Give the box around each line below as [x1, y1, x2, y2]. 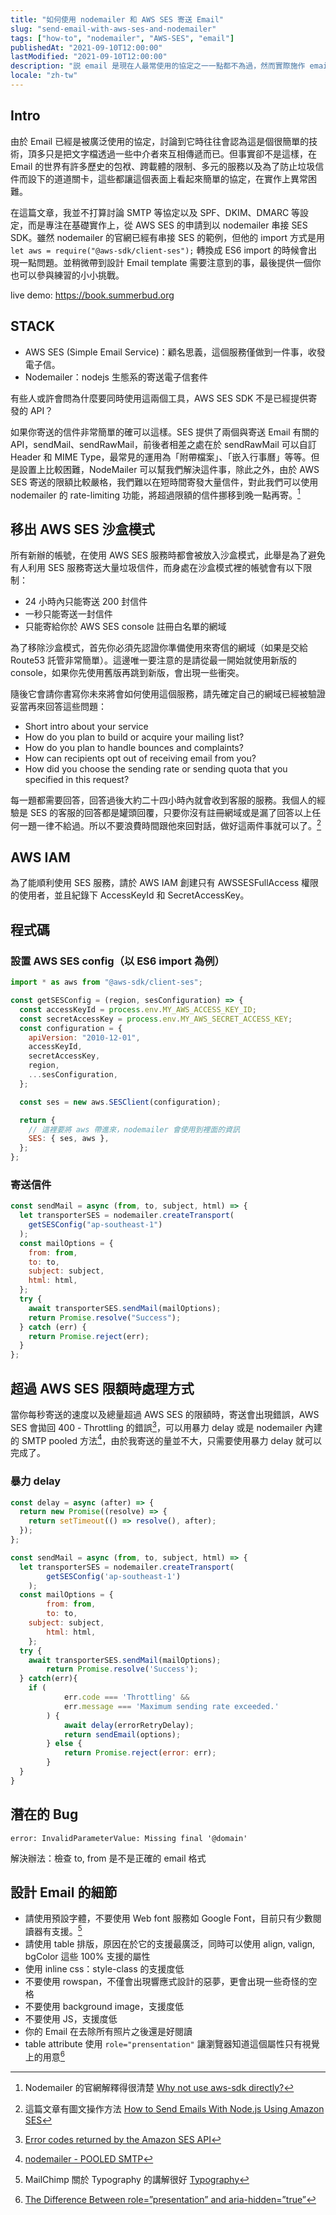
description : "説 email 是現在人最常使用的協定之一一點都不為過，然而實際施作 [10, 61, 306, 71]
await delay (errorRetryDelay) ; [63, 1720, 195, 1730]
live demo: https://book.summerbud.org [10, 289, 175, 301]
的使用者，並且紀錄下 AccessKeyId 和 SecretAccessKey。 [10, 889, 250, 901]
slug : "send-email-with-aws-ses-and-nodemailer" [10, 24, 217, 34]
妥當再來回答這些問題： [10, 700, 107, 712]
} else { [46, 1739, 83, 1749]
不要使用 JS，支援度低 [24, 2013, 118, 2025]
